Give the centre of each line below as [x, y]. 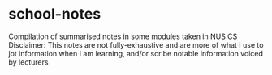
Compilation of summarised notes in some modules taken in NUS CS [123, 36]
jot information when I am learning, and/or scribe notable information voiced [136, 53]
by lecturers [28, 62]
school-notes [55, 14]
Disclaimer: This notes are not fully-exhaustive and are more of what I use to [136, 44]
